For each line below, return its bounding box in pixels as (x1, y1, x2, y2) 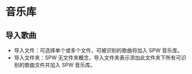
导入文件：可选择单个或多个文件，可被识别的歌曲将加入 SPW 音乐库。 (13, 47, 183, 54)
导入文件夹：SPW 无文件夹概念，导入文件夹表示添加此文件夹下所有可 (13, 54, 181, 61)
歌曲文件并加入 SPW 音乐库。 (24, 62, 96, 68)
